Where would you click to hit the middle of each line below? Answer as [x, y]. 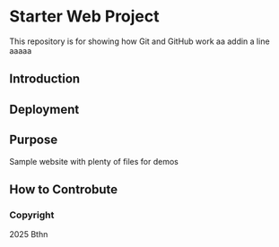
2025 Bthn [29, 234]
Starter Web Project [84, 17]
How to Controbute [64, 189]
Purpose [34, 140]
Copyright [32, 215]
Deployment [44, 109]
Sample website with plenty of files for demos [94, 161]
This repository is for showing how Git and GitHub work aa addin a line [140, 41]
